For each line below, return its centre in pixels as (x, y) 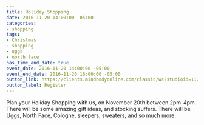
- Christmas (21, 40)
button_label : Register (36, 86)
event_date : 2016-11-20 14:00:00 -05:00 (58, 68)
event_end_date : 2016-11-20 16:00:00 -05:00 (63, 74)
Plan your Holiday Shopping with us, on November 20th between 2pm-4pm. (101, 103)
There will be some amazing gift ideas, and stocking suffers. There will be (99, 109)
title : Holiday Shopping (38, 12)
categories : (21, 23)
